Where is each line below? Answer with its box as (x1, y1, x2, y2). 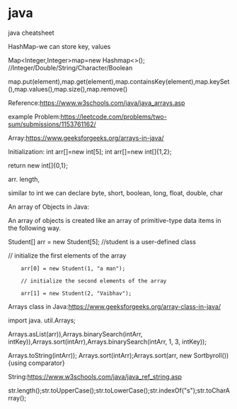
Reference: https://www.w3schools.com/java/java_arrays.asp (8, 98, 185, 107)
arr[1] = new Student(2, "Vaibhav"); (21, 290, 132, 297)
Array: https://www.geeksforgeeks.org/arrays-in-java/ (8, 133, 164, 142)
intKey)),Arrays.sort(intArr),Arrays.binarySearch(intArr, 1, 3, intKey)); (8, 337, 207, 346)
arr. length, (8, 175, 40, 183)
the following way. (8, 224, 62, 232)
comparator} (28, 359, 66, 367)
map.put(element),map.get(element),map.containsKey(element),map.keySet (8, 77, 230, 86)
